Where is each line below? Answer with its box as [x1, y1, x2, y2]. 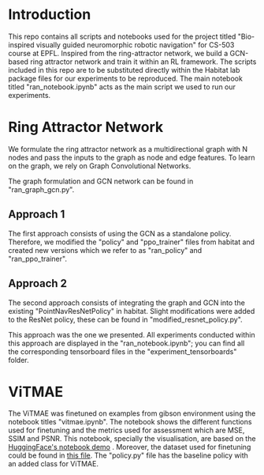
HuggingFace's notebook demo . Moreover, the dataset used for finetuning [8, 443, 251, 452]
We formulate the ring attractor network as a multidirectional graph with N [8, 144, 248, 153]
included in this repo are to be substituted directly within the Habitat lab [8, 65, 240, 74]
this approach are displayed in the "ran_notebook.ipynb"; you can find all [8, 338, 245, 348]
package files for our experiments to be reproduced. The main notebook [8, 74, 243, 83]
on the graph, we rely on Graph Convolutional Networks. [8, 160, 191, 171]
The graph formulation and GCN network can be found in [8, 176, 194, 186]
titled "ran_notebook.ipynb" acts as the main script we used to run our [8, 81, 236, 92]
